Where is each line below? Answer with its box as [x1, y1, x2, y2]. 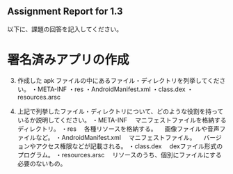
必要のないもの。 [17, 159, 67, 168]
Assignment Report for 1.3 [7, 6, 123, 17]
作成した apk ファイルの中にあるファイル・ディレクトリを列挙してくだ [17, 76, 220, 84]
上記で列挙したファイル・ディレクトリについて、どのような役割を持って [17, 107, 224, 116]
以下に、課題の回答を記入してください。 [7, 24, 123, 33]
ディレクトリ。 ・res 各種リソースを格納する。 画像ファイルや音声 [17, 125, 220, 133]
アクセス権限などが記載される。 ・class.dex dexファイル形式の [35, 142, 223, 150]
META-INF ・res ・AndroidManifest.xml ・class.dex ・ [37, 85, 193, 93]
